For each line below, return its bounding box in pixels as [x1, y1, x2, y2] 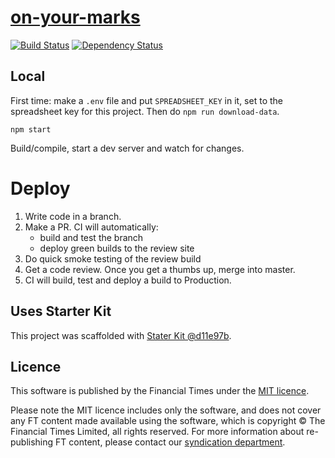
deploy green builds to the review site [39, 242, 195, 254]
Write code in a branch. [24, 210, 122, 222]
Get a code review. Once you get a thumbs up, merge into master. [24, 263, 296, 275]
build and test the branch [39, 231, 144, 243]
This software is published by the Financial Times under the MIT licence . [10, 385, 310, 397]
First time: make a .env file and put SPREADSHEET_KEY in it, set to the [10, 94, 283, 106]
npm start [10, 124, 52, 135]
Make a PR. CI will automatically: [24, 221, 159, 233]
